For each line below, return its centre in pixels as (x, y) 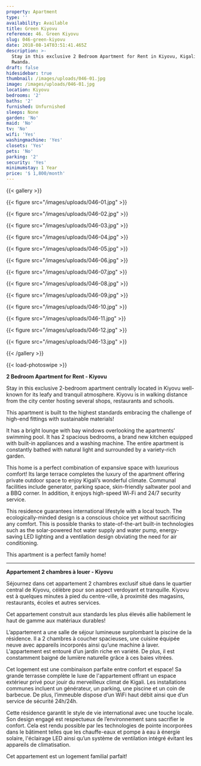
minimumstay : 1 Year (32, 168)
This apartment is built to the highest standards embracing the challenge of (99, 412)
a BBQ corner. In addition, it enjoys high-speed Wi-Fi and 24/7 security (94, 493)
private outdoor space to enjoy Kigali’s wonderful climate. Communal (91, 480)
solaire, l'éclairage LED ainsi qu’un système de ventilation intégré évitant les (100, 738)
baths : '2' (20, 101)
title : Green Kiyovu (32, 28)
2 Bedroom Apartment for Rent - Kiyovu (57, 376)
